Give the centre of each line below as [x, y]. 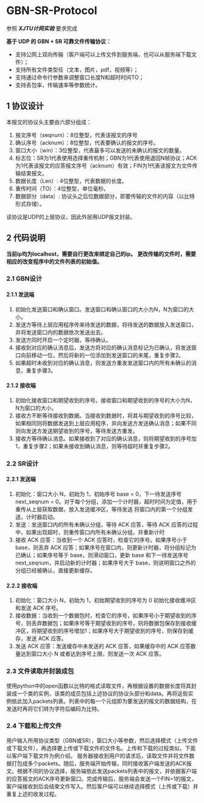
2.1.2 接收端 [21, 385]
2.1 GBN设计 [24, 279]
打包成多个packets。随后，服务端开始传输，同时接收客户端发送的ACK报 [101, 763]
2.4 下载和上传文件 [34, 726]
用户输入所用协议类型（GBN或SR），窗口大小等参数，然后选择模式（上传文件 [102, 740]
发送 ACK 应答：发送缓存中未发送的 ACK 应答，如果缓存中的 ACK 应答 [103, 646]
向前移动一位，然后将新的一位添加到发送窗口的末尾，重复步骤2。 [102, 355]
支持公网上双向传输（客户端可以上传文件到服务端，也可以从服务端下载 [103, 54]
